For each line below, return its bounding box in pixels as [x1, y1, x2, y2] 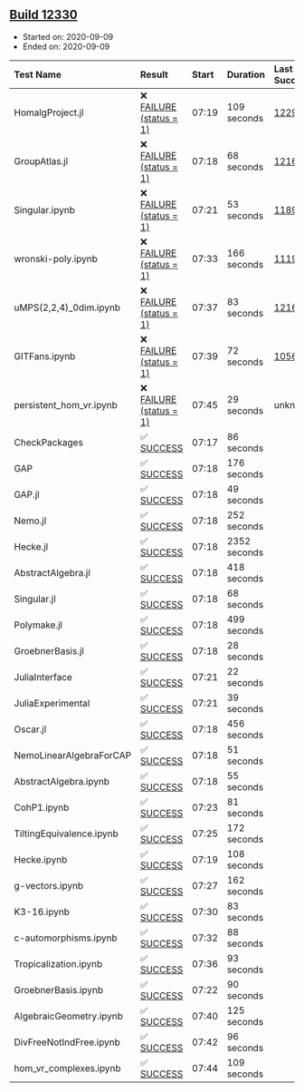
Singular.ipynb [14, 203, 75, 216]
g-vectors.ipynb [14, 879, 84, 892]
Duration [226, 68, 265, 81]
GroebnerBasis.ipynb [14, 983, 104, 996]
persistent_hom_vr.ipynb [14, 398, 118, 411]
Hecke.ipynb [14, 853, 68, 865]
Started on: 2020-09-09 [22, 31, 114, 42]
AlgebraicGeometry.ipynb [14, 1009, 124, 1022]
